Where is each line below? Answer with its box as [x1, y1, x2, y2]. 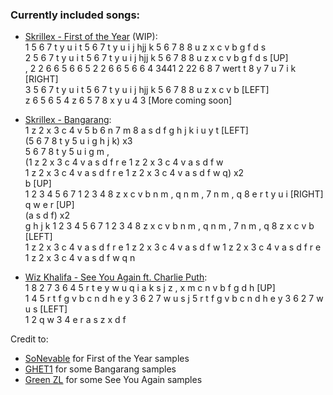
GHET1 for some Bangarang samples [24, 363, 177, 375]
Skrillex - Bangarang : [24, 114, 112, 126]
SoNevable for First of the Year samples [24, 353, 190, 365]
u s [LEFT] [24, 303, 68, 315]
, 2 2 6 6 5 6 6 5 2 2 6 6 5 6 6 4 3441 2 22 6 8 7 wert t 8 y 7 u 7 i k [24, 63, 297, 75]
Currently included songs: [10, 8, 141, 22]
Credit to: [10, 333, 49, 345]
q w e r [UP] [24, 199, 75, 211]
